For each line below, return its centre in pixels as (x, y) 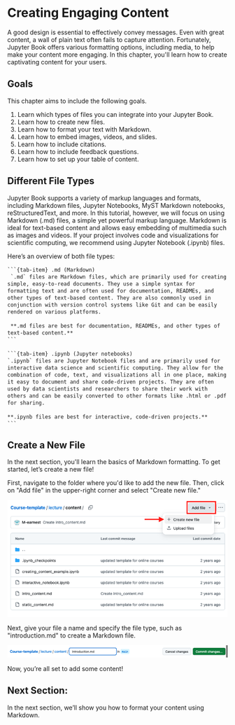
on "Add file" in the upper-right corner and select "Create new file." (104, 491)
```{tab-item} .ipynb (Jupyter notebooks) (70, 354)
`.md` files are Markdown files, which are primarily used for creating (119, 277)
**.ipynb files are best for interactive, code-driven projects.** (108, 417)
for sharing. (26, 403)
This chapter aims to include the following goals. (77, 101)
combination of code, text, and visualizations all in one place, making (117, 375)
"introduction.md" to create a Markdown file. (72, 635)
